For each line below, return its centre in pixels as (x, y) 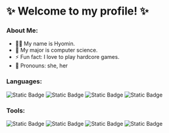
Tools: (16, 111)
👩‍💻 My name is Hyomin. (45, 44)
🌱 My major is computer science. (57, 50)
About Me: (22, 30)
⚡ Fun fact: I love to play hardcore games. (67, 57)
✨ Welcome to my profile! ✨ (78, 11)
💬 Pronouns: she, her (41, 66)
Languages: (24, 81)
